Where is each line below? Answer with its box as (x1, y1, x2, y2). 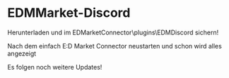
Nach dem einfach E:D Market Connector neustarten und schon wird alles (7, 41, 223, 50)
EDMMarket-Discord (7, 5, 131, 21)
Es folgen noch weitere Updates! (7, 63, 102, 71)
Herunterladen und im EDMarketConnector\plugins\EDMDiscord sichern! (7, 28, 219, 37)
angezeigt (7, 49, 37, 58)
